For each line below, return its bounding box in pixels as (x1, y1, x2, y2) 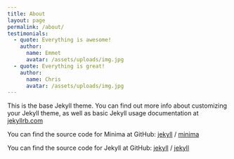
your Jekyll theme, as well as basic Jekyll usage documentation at (7, 109, 199, 117)
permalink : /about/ (7, 23, 65, 30)
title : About (7, 10, 46, 18)
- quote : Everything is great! (13, 63, 105, 70)
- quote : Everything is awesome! (13, 37, 112, 44)
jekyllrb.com (7, 117, 44, 125)
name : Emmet (25, 50, 61, 57)
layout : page (7, 17, 46, 24)
